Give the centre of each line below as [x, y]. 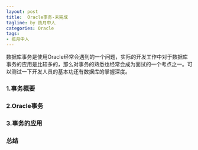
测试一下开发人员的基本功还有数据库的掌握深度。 [71, 71]
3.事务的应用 [24, 123]
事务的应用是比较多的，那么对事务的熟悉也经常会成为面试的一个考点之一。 [97, 64]
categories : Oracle [30, 28]
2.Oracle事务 [25, 106]
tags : [13, 34]
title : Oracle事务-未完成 [37, 17]
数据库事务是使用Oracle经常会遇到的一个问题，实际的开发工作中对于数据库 [97, 57]
